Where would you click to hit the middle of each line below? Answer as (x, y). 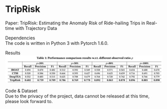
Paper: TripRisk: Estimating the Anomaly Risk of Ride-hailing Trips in (75, 23)
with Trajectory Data (36, 28)
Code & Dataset (21, 91)
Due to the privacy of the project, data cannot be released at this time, (77, 96)
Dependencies (20, 38)
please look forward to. (29, 101)
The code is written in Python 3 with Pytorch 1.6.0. (57, 43)
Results (13, 53)
